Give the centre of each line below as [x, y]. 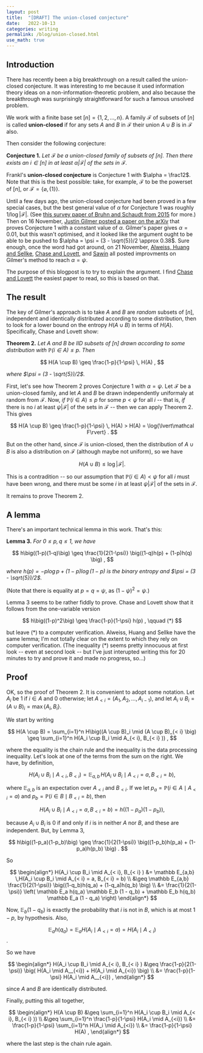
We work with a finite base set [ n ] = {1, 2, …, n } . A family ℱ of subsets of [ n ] [100, 117]
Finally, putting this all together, [46, 1001]
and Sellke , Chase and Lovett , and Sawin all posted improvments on [91, 254]
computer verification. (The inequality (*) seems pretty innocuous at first [97, 646]
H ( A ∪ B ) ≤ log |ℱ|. [102, 464]
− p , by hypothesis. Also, [37, 918]
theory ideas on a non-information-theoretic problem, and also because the [101, 92]
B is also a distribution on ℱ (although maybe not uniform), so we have [95, 451]
